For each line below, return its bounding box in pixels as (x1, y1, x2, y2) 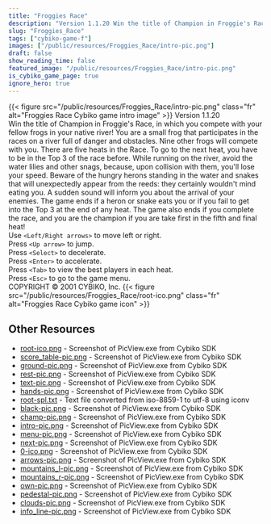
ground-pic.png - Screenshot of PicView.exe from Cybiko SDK (19, 361, 227, 371)
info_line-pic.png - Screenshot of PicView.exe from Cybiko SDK (19, 506, 231, 517)
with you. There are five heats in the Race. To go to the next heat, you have (8, 145, 258, 154)
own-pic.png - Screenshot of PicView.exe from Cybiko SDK (19, 481, 218, 491)
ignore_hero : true (8, 79, 70, 87)
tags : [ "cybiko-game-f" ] (8, 34, 92, 43)
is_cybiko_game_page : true (8, 72, 99, 80)
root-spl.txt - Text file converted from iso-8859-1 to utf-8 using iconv (19, 395, 250, 405)
